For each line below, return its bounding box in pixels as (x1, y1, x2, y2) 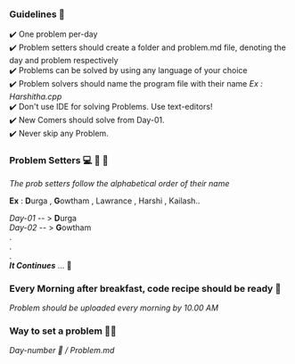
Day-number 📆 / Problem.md (9, 345, 115, 356)
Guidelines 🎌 (9, 8, 65, 21)
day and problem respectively (9, 55, 119, 66)
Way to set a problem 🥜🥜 (9, 325, 118, 337)
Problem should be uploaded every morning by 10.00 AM (9, 302, 219, 313)
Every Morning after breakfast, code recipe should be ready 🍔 (9, 282, 282, 294)
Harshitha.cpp (9, 91, 62, 102)
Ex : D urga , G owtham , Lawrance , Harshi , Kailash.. (9, 195, 201, 206)
